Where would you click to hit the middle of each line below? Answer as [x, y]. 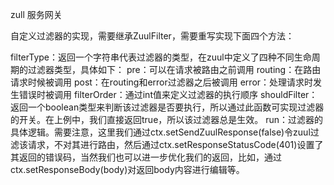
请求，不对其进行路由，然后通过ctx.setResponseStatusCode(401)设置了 [175, 144]
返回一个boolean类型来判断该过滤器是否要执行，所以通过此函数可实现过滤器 [167, 107]
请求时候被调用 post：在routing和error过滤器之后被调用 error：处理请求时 [162, 82]
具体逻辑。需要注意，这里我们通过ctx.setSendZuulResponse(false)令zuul [160, 132]
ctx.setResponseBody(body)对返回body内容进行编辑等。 [127, 169]
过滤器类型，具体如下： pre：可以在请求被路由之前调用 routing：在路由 [174, 69]
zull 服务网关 [36, 14]
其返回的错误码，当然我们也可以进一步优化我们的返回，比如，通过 [146, 157]
